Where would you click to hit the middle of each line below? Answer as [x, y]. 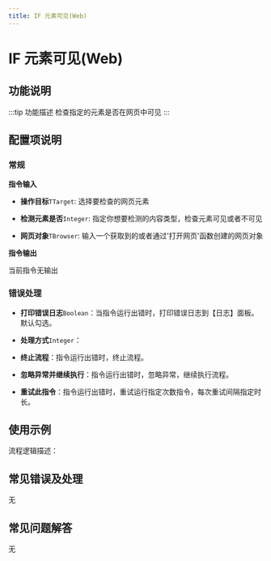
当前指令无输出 [33, 270]
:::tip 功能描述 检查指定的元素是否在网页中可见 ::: [89, 112]
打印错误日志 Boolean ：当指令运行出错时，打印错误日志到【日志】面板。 [139, 312]
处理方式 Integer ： [51, 340]
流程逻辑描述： [33, 451]
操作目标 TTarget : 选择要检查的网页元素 [85, 201]
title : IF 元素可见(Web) [48, 16]
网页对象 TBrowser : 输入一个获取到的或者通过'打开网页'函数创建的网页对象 [142, 236]
